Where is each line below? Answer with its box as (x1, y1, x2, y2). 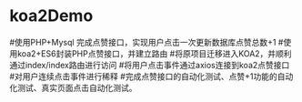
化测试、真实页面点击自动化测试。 (9, 82, 137, 93)
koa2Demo (9, 5, 94, 26)
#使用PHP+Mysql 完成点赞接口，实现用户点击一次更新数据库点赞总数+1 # (9, 36, 284, 47)
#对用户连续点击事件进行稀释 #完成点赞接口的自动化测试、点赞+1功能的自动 (9, 70, 294, 82)
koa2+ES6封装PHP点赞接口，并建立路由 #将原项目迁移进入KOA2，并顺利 (16, 47, 293, 59)
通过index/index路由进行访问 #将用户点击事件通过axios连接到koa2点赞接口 (9, 59, 290, 70)
